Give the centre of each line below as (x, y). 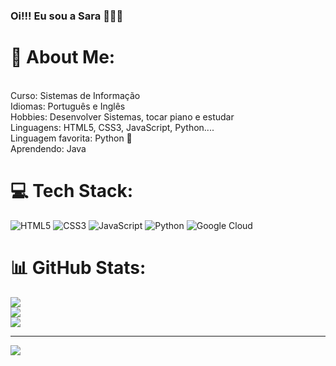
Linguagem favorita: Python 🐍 (71, 138)
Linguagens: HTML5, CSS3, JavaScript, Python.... (112, 127)
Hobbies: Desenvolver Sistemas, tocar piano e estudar (122, 116)
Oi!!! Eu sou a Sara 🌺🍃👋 (67, 16)
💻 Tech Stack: (72, 191)
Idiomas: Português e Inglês (68, 106)
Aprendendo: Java (48, 148)
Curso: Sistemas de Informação (75, 95)
